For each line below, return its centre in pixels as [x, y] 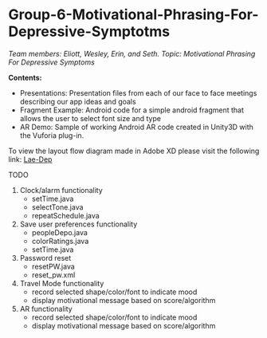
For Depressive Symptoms [52, 62]
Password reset [45, 257]
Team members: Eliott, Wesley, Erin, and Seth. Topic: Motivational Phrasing [132, 53]
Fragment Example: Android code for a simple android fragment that [132, 110]
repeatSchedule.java [65, 215]
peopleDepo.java [59, 232]
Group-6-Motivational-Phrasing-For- [133, 15]
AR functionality [46, 309]
